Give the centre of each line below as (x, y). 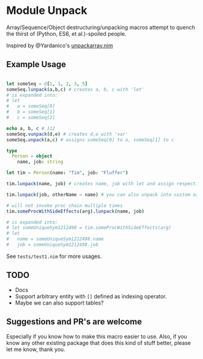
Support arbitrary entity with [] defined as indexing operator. (91, 296)
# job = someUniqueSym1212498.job (52, 245)
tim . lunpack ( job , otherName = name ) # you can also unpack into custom (98, 194)
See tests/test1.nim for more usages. (54, 256)
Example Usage (36, 64)
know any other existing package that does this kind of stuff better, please (99, 343)
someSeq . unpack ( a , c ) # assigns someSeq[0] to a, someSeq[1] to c (90, 140)
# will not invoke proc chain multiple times (64, 206)
